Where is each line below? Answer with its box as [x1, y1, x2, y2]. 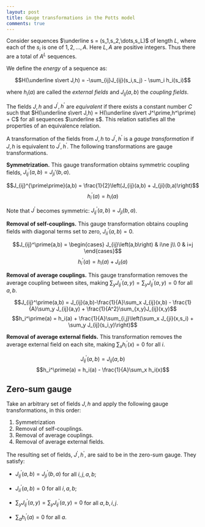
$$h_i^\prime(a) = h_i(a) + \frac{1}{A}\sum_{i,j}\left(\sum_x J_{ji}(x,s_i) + [12, 315, 194, 322]
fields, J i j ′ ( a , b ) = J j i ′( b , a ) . [6, 167, 71, 178]
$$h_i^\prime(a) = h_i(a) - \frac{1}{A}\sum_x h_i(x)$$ [36, 366, 170, 374]
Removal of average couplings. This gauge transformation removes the [6, 271, 188, 279]
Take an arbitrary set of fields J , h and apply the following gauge [6, 400, 168, 408]
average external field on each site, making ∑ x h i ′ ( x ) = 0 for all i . [6, 339, 165, 349]
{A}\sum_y [28, 305, 55, 313]
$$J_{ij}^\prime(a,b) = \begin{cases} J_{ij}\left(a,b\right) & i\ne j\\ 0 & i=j [12, 241, 193, 248]
